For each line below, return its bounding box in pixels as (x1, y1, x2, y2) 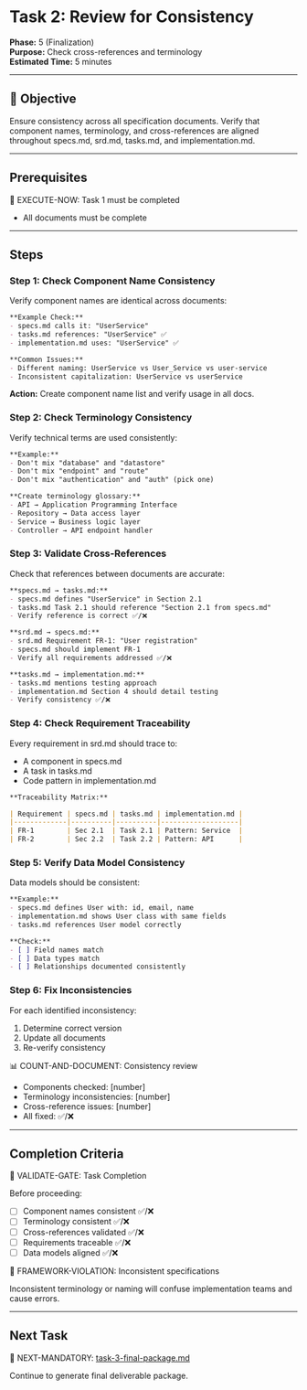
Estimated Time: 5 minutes (9, 56, 112, 67)
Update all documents (22, 1032, 107, 1043)
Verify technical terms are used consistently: (9, 432, 178, 443)
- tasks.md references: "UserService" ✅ (9, 330, 167, 339)
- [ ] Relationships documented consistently (9, 962, 185, 971)
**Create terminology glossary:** (9, 492, 142, 501)
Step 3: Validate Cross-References (9, 547, 167, 560)
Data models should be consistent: (9, 877, 140, 888)
